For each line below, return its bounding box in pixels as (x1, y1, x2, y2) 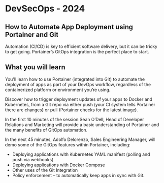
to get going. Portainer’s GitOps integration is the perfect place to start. (5, 49, 149, 54)
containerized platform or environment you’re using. (5, 87, 111, 92)
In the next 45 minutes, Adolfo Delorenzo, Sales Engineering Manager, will (5, 137, 156, 142)
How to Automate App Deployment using (5, 23, 133, 31)
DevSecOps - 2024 (5, 3, 85, 14)
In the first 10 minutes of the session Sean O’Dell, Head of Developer (5, 116, 144, 122)
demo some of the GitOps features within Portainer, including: (5, 141, 131, 147)
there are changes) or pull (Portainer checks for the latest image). (5, 107, 138, 113)
